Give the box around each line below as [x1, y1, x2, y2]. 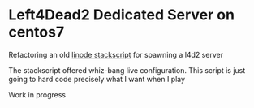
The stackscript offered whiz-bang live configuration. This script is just [8, 65, 246, 75]
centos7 [8, 23, 65, 41]
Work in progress [8, 89, 67, 99]
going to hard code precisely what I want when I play [8, 74, 185, 84]
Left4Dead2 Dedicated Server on [8, 6, 235, 24]
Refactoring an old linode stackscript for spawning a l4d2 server [8, 50, 224, 59]
